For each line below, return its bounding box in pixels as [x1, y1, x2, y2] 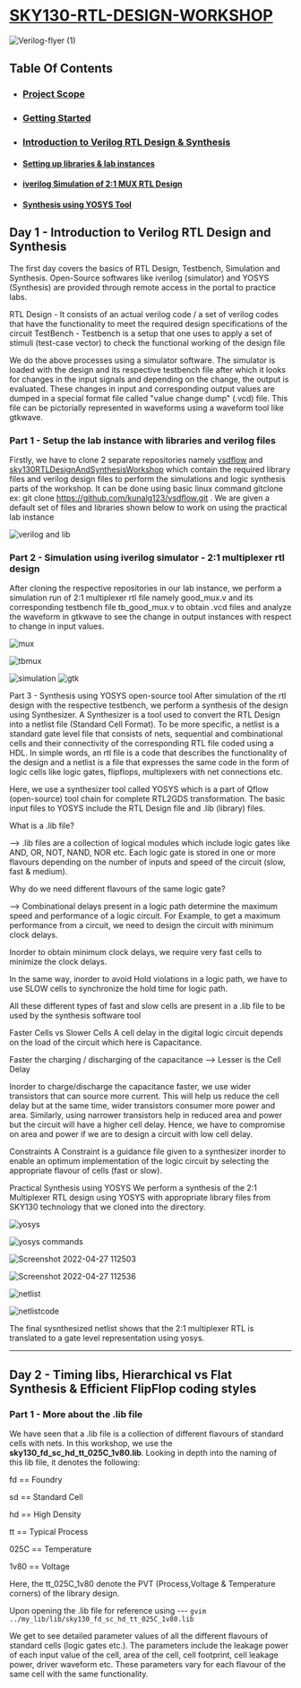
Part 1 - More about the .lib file [9, 1408, 143, 1420]
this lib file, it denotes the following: [9, 1457, 141, 1468]
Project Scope [21, 88, 85, 100]
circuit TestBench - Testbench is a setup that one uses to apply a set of [9, 328, 273, 339]
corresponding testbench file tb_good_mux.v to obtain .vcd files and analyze [9, 602, 292, 613]
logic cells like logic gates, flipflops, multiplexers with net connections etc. [9, 767, 284, 778]
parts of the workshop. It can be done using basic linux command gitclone [9, 483, 284, 494]
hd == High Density [9, 1509, 82, 1520]
